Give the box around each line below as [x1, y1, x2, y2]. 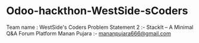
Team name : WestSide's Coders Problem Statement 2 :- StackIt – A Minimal [6, 24, 194, 31]
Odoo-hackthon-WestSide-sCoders [6, 4, 188, 18]
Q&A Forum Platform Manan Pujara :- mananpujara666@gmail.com [6, 29, 172, 37]
